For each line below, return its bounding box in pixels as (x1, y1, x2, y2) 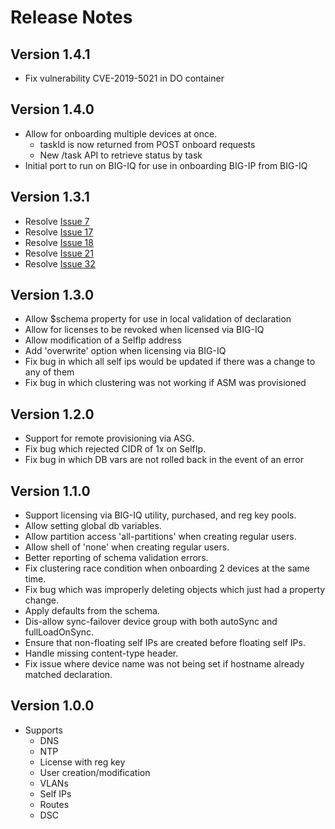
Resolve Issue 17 (24, 226, 94, 238)
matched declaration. (24, 669, 113, 681)
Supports (24, 724, 63, 736)
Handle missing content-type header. (24, 647, 179, 660)
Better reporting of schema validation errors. (24, 552, 209, 564)
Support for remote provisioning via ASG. (24, 432, 195, 445)
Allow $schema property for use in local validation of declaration (24, 313, 292, 325)
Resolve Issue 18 (24, 236, 94, 248)
